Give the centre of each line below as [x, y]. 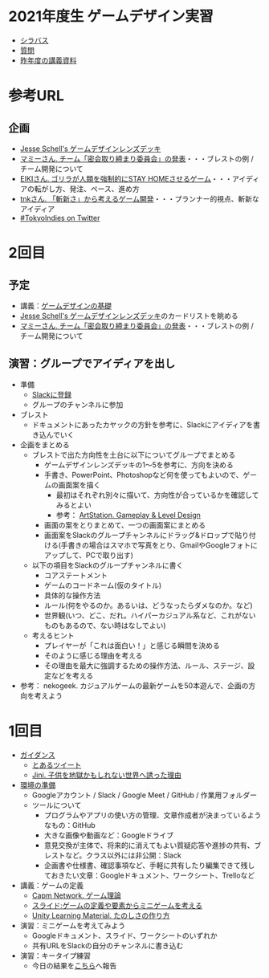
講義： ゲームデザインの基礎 [66, 305]
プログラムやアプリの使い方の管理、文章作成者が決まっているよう [153, 815]
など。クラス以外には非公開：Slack [124, 855]
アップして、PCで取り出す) [89, 555]
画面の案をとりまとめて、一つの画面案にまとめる [125, 525]
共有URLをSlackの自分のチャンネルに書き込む [108, 945]
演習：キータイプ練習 [55, 956]
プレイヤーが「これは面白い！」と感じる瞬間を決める [132, 645]
